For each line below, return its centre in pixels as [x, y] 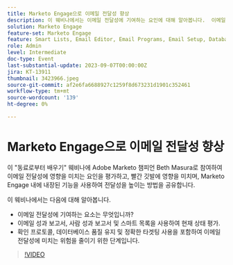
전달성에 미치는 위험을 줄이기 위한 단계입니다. [78, 240]
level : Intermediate [37, 53]
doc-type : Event [31, 59]
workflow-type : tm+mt [38, 91]
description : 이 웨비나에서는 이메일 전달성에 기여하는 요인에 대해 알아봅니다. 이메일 [116, 20]
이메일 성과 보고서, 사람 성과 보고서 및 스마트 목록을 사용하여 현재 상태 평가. [119, 223]
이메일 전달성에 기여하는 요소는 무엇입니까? [75, 214]
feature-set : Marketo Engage [49, 33]
